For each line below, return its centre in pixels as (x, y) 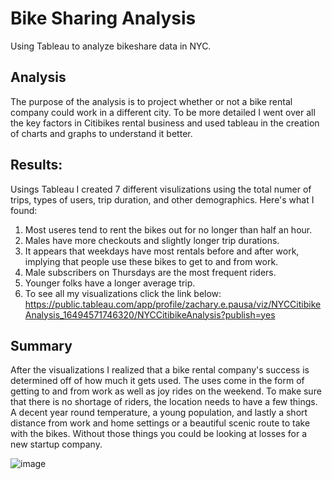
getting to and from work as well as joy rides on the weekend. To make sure (166, 391)
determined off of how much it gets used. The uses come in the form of (157, 381)
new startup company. (56, 444)
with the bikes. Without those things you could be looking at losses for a (159, 434)
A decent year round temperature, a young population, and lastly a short (159, 413)
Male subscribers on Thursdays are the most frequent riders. (150, 272)
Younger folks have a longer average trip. (110, 283)
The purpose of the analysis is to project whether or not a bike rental (151, 101)
